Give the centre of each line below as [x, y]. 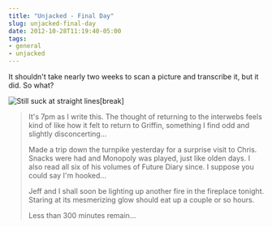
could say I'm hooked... [67, 176]
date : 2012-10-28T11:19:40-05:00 [65, 31]
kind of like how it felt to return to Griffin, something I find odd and [139, 125]
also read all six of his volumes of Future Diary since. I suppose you [141, 167]
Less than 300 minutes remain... [82, 215]
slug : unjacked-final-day [52, 24]
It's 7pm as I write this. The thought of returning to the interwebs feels [145, 117]
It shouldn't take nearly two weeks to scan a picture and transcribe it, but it [134, 77]
